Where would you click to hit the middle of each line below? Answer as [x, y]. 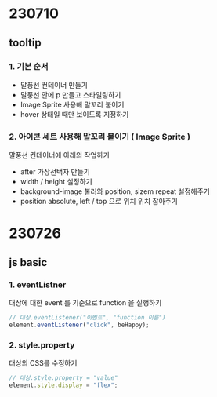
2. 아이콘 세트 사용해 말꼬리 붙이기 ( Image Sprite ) [100, 137]
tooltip [25, 43]
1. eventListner [38, 285]
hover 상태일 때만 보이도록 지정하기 [74, 114]
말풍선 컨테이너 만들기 [54, 85]
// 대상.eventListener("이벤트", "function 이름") [87, 318]
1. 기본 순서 [29, 66]
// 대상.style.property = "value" [63, 378]
